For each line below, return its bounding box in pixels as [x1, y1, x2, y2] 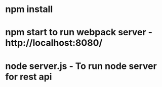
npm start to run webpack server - [5, 27, 153, 38]
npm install [5, 4, 53, 15]
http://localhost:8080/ [5, 37, 103, 49]
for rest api [5, 71, 52, 82]
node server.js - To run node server [5, 60, 157, 71]
